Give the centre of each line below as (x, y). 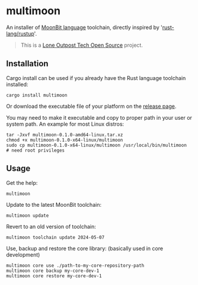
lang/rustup (20, 33)
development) (23, 254)
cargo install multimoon (37, 95)
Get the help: (22, 182)
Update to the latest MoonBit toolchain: (54, 204)
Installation (27, 64)
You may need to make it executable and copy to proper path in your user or (99, 117)
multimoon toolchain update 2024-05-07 (55, 237)
